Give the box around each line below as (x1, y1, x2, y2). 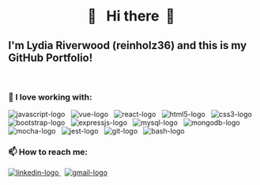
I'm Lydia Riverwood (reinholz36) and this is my (8, 39, 247, 52)
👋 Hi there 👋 (87, 7, 175, 25)
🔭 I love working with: (8, 91, 92, 102)
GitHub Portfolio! (8, 51, 93, 64)
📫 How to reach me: (8, 146, 89, 157)
